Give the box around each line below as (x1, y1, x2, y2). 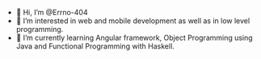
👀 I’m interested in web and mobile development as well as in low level (15, 16, 250, 26)
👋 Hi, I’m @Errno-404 (15, 8, 88, 17)
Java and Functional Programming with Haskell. (15, 41, 175, 51)
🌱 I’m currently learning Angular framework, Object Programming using (15, 33, 253, 42)
